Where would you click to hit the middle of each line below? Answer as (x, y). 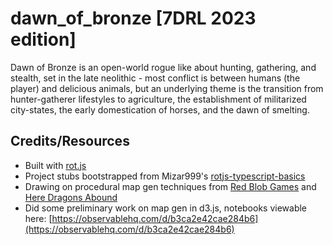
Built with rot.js (55, 165)
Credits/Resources (70, 141)
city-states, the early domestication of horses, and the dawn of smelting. (160, 109)
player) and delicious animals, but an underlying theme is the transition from (167, 88)
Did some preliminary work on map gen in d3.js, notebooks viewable (166, 208)
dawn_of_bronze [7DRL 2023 (133, 18)
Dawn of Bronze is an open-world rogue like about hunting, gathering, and (163, 67)
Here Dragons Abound (71, 197)
